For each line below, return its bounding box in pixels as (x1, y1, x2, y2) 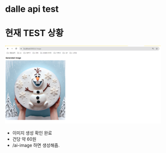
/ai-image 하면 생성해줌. (12, 142, 60, 149)
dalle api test (5, 3, 59, 15)
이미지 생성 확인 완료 (12, 130, 52, 136)
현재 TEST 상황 (5, 28, 64, 39)
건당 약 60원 (12, 136, 37, 142)
